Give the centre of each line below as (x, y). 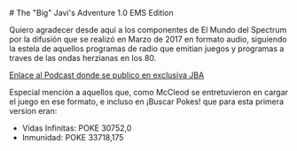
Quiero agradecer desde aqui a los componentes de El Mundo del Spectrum (148, 30)
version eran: (33, 111)
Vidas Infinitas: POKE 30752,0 (77, 128)
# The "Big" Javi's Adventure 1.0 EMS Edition (92, 13)
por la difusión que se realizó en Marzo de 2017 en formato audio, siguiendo (148, 39)
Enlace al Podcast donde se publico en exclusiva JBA (107, 75)
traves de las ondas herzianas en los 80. (83, 58)
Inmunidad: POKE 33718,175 (73, 137)
